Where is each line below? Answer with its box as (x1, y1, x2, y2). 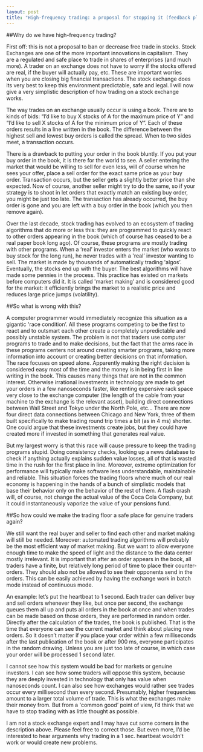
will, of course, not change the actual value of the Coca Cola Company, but (6, 493, 193, 501)
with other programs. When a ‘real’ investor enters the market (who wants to (6, 245, 196, 253)
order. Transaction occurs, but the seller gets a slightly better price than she (6, 176, 195, 183)
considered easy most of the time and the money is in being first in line (6, 365, 183, 373)
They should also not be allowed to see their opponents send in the (25, 568, 193, 576)
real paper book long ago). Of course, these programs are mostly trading (6, 239, 187, 246)
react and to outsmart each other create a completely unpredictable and (6, 327, 186, 334)
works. (6, 95, 24, 102)
